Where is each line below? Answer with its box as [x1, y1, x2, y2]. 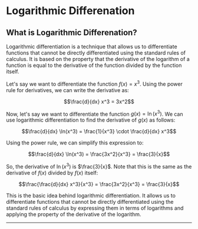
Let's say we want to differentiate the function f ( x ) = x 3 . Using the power [6, 79, 183, 87]
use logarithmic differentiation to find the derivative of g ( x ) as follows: [6, 116, 176, 124]
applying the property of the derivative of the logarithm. [6, 210, 141, 218]
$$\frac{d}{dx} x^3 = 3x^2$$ [64, 98, 134, 105]
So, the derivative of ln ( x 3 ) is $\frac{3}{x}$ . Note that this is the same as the [6, 162, 192, 170]
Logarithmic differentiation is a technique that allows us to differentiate [6, 43, 178, 50]
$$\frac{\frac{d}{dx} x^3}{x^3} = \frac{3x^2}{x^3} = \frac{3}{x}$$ [18, 180, 180, 187]
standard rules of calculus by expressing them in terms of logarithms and [6, 204, 184, 211]
